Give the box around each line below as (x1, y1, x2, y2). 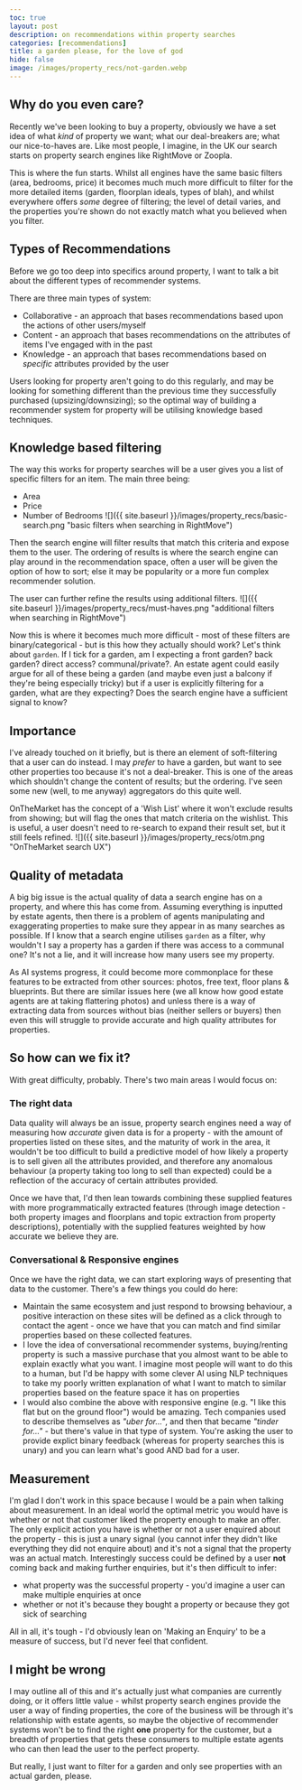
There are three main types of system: (9, 293, 151, 303)
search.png (22, 520, 66, 531)
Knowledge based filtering (9, 440, 162, 455)
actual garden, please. (9, 1770, 93, 1781)
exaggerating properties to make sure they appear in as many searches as (9, 920, 286, 931)
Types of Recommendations (9, 241, 171, 257)
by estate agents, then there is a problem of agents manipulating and (9, 910, 266, 921)
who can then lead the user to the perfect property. (9, 1743, 200, 1754)
